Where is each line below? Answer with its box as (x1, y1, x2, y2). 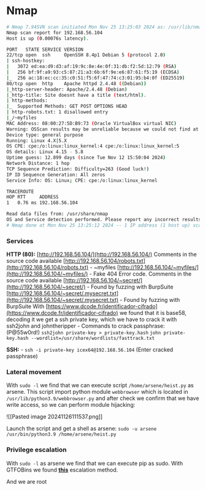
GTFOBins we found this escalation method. (6, 466, 118, 473)
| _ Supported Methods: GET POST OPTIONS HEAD (6, 104, 128, 110)
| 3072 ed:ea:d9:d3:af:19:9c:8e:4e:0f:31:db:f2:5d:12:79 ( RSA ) (6, 64, 177, 70)
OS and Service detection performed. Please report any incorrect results (6, 217, 202, 223)
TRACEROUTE (6, 188, 34, 195)
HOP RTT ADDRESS (6, 194, 59, 200)
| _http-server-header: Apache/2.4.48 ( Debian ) (6, 86, 128, 92)
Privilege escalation (6, 445, 67, 454)
